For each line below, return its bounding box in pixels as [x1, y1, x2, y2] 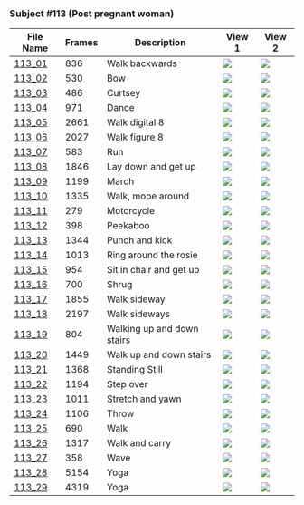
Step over [107, 378, 148, 391]
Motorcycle [107, 205, 156, 218]
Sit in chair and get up [107, 264, 200, 277]
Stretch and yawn [107, 393, 182, 405]
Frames [64, 36, 99, 49]
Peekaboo [107, 219, 150, 232]
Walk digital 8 [107, 116, 165, 129]
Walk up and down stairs [107, 348, 212, 361]
